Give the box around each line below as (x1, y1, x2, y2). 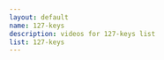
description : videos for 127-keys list (9, 29, 156, 38)
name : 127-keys (9, 21, 65, 30)
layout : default (9, 12, 69, 22)
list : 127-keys (9, 37, 65, 47)
